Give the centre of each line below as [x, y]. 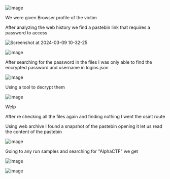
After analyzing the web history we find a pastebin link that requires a [78, 27]
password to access [26, 33]
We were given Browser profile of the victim [51, 17]
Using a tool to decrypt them [35, 87]
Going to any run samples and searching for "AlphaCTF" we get [72, 151]
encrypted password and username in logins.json [57, 68]
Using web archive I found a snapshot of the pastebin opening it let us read [84, 126]
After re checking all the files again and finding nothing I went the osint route [85, 117]
